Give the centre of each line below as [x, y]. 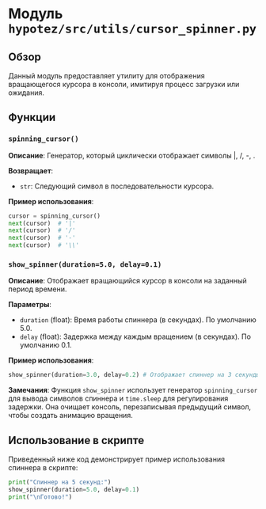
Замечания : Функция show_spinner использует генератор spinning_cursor [133, 390]
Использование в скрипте [76, 440]
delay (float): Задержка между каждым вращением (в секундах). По [135, 336]
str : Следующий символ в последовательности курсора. [117, 186]
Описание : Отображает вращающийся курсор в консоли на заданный [127, 281]
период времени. [38, 289]
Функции [32, 118]
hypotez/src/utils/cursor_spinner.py [133, 29]
